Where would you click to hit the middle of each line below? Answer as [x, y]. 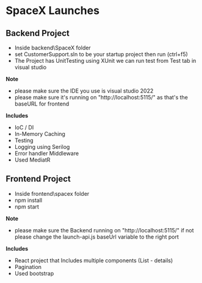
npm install [28, 200]
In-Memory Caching [40, 134]
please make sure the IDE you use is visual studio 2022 [84, 91]
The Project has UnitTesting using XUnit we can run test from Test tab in [105, 61]
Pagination [28, 267]
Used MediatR [32, 160]
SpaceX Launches [53, 11]
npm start [27, 206]
